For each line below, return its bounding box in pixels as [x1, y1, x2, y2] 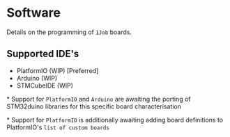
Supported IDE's [6, 48, 79, 60]
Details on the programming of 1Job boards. [6, 28, 132, 36]
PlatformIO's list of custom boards [6, 123, 109, 131]
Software [6, 5, 61, 21]
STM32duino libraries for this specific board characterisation [6, 102, 182, 111]
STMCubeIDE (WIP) [16, 81, 74, 90]
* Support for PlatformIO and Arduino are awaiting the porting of [6, 95, 191, 103]
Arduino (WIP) [16, 74, 58, 82]
